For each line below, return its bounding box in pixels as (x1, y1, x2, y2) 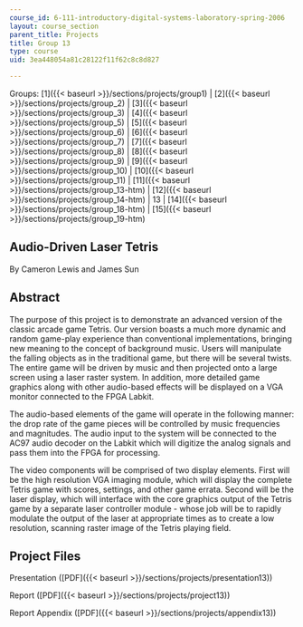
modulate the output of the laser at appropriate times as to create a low (9, 513, 275, 524)
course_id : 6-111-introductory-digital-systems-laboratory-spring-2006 (9, 13, 285, 23)
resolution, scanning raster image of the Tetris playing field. (9, 522, 232, 533)
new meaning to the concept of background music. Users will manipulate (9, 342, 282, 353)
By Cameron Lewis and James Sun (9, 264, 139, 275)
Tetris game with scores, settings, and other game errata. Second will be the (9, 484, 294, 495)
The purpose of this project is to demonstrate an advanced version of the (9, 313, 283, 324)
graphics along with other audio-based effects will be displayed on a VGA (9, 381, 283, 392)
